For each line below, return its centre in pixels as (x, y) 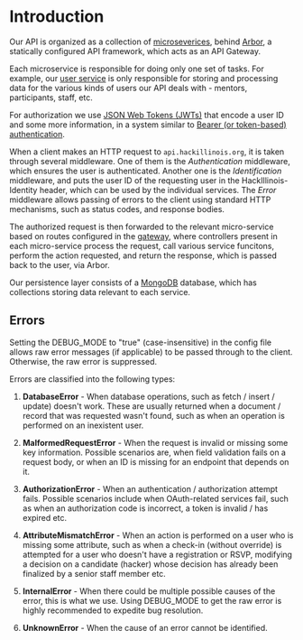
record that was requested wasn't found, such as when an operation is (154, 415)
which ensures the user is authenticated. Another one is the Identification (146, 171)
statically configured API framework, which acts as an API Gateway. (135, 51)
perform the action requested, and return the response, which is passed (143, 255)
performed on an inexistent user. (83, 425)
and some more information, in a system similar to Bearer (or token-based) (148, 125)
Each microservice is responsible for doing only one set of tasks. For (137, 69)
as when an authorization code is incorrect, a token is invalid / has (145, 508)
